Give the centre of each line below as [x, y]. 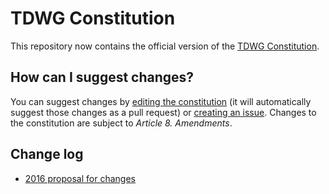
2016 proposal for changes [80, 178]
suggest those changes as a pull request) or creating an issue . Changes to [163, 112]
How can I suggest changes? [102, 77]
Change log [47, 154]
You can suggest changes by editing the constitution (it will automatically [161, 101]
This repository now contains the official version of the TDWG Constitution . [165, 46]
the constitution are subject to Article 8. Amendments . [121, 123]
